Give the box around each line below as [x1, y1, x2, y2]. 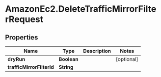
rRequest [5, 14, 44, 25]
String [58, 64, 74, 70]
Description [83, 48, 111, 54]
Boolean [58, 56, 79, 62]
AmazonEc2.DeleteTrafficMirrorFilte [5, 3, 157, 15]
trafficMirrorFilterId [7, 64, 54, 70]
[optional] [115, 56, 138, 62]
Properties [5, 33, 38, 41]
